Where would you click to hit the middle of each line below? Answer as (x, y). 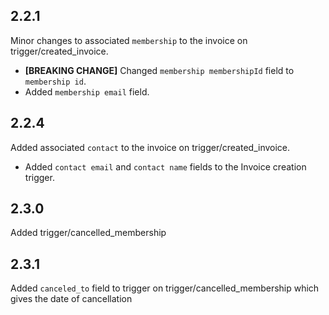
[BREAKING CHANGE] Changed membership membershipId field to (159, 70)
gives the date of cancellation (71, 299)
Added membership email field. (87, 91)
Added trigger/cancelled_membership (88, 233)
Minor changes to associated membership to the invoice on (129, 40)
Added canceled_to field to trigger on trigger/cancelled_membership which (165, 288)
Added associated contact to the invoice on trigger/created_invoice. (150, 147)
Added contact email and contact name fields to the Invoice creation (165, 166)
